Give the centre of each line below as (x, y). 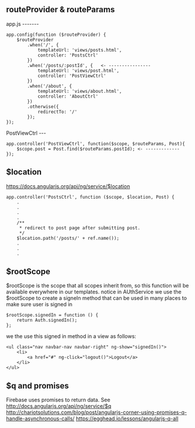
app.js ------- (23, 24)
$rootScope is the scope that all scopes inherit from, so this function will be (97, 286)
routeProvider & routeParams (60, 10)
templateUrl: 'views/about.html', (80, 91)
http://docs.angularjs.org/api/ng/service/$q (59, 406)
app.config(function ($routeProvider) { (56, 35)
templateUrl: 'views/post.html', (78, 71)
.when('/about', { (50, 86)
